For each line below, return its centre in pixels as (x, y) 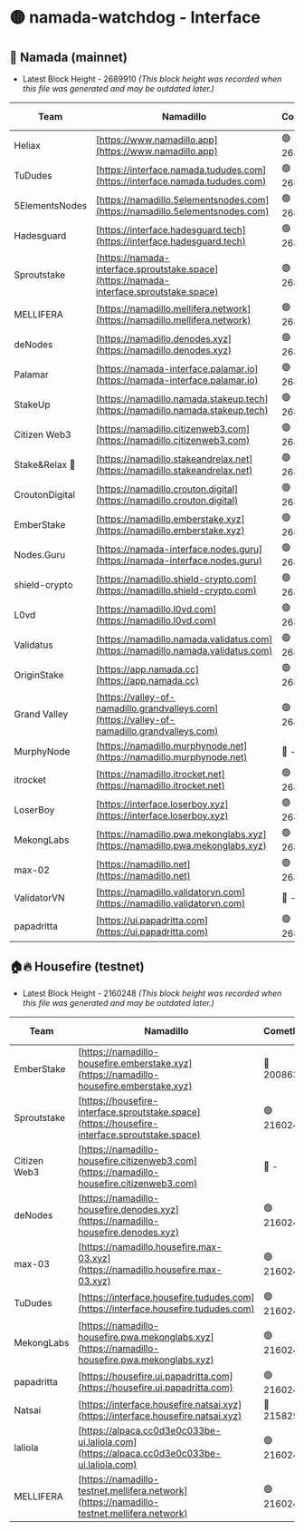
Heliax (27, 145)
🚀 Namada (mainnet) (69, 57)
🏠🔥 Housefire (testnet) (77, 967)
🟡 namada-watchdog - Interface (135, 18)
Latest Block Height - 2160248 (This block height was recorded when (152, 993)
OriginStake (39, 675)
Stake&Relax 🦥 (45, 464)
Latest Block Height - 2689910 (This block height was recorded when (152, 79)
